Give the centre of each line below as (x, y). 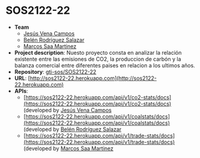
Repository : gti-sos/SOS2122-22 (55, 71)
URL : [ (22, 78)
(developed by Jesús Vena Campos (67, 110)
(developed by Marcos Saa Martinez (68, 148)
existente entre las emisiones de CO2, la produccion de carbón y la (98, 59)
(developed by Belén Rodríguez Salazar (72, 129)
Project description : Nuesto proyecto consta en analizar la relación (98, 52)
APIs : (21, 91)
